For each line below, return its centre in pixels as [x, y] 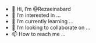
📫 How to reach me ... [38, 34]
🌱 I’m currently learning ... [42, 21]
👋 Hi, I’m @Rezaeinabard [41, 9]
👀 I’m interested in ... [36, 15]
